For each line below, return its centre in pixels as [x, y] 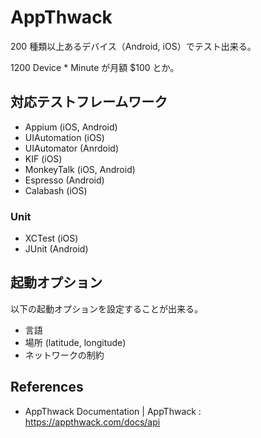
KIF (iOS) [43, 158]
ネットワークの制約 [64, 355]
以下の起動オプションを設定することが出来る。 [106, 308]
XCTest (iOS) [51, 238]
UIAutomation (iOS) [64, 137]
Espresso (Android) [64, 180]
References [47, 387]
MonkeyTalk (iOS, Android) [80, 169]
